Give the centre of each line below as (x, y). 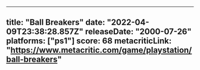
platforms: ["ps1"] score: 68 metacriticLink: (89, 41)
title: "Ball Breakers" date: (56, 22)
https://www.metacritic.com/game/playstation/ (101, 50)
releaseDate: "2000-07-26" (138, 32)
